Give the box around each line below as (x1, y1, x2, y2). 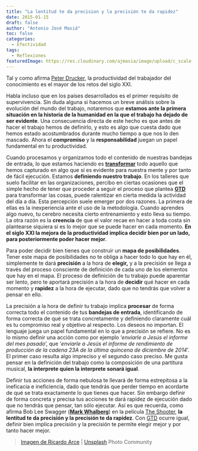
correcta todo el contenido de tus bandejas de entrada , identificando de (6, 309, 183, 316)
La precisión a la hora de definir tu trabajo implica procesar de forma (6, 302, 174, 309)
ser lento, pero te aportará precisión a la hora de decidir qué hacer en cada (6, 278, 190, 285)
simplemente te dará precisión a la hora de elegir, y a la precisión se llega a (6, 259, 191, 267)
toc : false (6, 31, 33, 37)
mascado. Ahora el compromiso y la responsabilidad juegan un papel (6, 136, 177, 143)
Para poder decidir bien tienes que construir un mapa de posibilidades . (6, 246, 181, 254)
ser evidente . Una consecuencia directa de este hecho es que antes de (6, 117, 181, 124)
